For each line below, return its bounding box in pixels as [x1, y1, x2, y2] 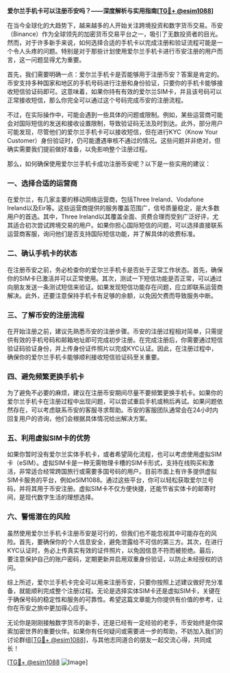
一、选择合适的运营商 [7, 178, 77, 188]
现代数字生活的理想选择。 [25, 493, 97, 501]
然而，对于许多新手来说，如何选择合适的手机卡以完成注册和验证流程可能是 [7, 38, 217, 47]
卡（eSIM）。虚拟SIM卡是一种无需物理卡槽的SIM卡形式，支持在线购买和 [7, 459, 209, 467]
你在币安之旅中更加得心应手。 [7, 604, 91, 612]
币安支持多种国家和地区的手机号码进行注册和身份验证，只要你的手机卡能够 [7, 79, 217, 87]
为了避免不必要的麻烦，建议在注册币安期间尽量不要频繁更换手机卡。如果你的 [7, 388, 223, 397]
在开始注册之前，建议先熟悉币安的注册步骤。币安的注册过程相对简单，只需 [7, 327, 217, 335]
